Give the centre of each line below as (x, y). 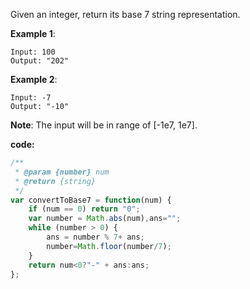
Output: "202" (40, 61)
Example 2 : (34, 79)
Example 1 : (33, 33)
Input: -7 (31, 98)
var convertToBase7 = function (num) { (91, 200)
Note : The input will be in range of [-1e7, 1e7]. (104, 125)
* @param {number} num (62, 172)
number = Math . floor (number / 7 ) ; (109, 246)
